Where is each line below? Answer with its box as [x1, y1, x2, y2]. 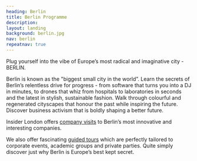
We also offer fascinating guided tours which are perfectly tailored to [6, 136, 173, 143]
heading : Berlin [6, 8, 46, 15]
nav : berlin [6, 36, 35, 42]
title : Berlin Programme [6, 14, 67, 20]
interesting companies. [6, 124, 62, 132]
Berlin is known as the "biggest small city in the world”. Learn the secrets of [6, 75, 190, 83]
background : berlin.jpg [6, 31, 65, 37]
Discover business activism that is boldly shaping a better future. [6, 107, 164, 114]
